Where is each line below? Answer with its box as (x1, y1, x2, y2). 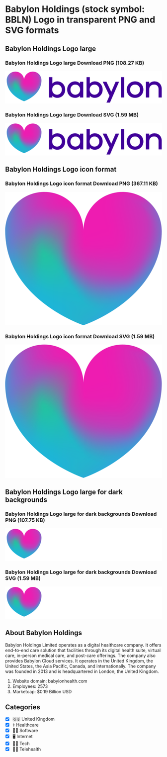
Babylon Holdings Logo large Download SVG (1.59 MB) (5, 111, 139, 118)
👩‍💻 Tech (12, 740, 30, 747)
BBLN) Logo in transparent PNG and (5, 14, 156, 25)
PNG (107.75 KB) (5, 516, 45, 523)
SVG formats (5, 25, 59, 36)
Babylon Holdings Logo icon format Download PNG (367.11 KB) (5, 180, 158, 187)
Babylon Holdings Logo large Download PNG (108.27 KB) (5, 59, 145, 66)
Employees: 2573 (12, 683, 48, 689)
